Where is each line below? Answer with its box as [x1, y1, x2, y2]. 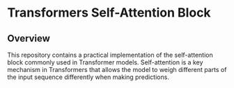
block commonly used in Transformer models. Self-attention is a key [7, 58, 203, 67]
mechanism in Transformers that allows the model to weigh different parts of [7, 66, 227, 73]
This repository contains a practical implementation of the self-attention [7, 51, 214, 59]
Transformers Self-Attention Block [7, 5, 211, 21]
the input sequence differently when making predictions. [7, 73, 169, 81]
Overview [7, 33, 51, 44]
